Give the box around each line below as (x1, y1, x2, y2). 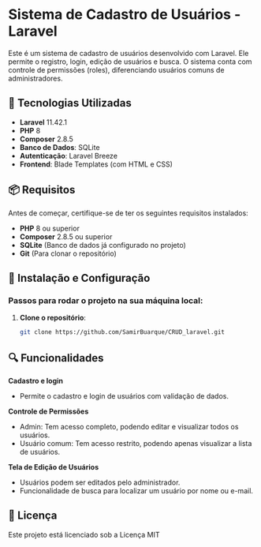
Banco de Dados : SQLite (19, 142, 100, 152)
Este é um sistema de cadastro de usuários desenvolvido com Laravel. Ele (8, 48, 249, 58)
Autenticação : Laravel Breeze (19, 151, 118, 160)
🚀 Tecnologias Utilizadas (8, 96, 132, 110)
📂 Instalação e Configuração (8, 271, 151, 285)
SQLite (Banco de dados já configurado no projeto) (19, 240, 187, 249)
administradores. (8, 73, 63, 83)
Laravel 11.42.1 (19, 117, 67, 127)
